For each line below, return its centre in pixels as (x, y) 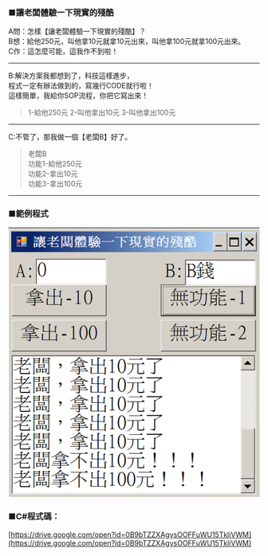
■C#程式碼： (34, 517)
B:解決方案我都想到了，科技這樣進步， (71, 76)
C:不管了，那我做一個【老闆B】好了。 (70, 137)
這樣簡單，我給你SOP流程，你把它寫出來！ (79, 96)
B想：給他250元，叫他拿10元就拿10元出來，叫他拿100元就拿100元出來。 (127, 41)
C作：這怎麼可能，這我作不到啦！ (63, 51)
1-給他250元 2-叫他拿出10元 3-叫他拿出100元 (102, 112)
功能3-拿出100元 (55, 184)
